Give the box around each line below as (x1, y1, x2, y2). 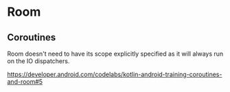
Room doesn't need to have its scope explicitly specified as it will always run (7, 49, 224, 58)
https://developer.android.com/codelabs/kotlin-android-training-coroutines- (7, 70, 222, 78)
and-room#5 (7, 78, 43, 86)
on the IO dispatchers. (7, 57, 70, 65)
